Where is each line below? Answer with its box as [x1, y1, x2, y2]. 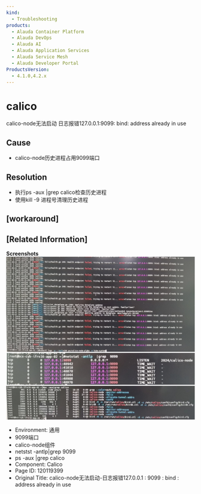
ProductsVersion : [6, 66, 50, 72]
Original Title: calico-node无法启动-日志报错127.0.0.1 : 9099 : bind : [14, 474, 179, 481]
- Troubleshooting [11, 16, 58, 22]
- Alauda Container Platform [11, 29, 84, 35]
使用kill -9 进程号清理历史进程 [14, 196, 89, 203]
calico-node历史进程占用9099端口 [14, 154, 100, 162]
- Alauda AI [11, 41, 42, 47]
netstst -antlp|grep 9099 [14, 448, 76, 455]
